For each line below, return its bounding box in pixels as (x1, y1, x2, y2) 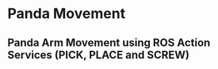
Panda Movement (7, 5, 126, 23)
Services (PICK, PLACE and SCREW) (7, 48, 189, 61)
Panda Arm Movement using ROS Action (7, 36, 211, 49)
